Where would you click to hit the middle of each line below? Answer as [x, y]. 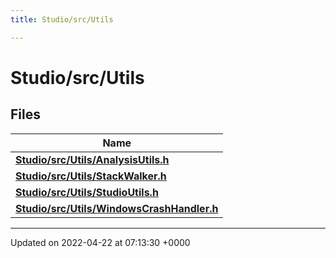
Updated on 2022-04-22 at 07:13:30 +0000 [100, 242]
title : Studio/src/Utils [62, 19]
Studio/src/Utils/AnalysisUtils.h [92, 159]
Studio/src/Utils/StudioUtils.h [87, 192]
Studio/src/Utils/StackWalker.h [91, 176]
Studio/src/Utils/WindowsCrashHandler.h [117, 208]
